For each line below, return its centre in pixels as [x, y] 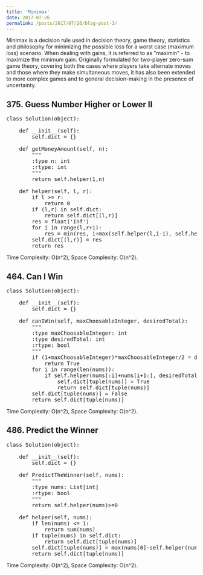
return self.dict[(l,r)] [81, 216]
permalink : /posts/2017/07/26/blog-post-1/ [62, 23]
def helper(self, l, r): [56, 192]
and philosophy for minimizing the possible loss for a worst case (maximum [100, 47]
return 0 [57, 204]
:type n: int [51, 161]
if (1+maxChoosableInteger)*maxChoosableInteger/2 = [111, 357]
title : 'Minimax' [28, 12]
